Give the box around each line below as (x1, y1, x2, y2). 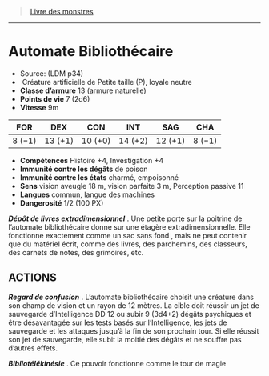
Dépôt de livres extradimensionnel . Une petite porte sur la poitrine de (8, 214, 243, 223)
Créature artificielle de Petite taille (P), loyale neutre (22, 77, 192, 86)
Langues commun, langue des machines (19, 190, 155, 199)
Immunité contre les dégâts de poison (19, 164, 148, 174)
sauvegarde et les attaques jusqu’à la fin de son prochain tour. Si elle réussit (8, 326, 259, 335)
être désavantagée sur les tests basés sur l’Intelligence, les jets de (8, 318, 227, 327)
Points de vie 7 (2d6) (19, 94, 90, 103)
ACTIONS (8, 271, 58, 285)
